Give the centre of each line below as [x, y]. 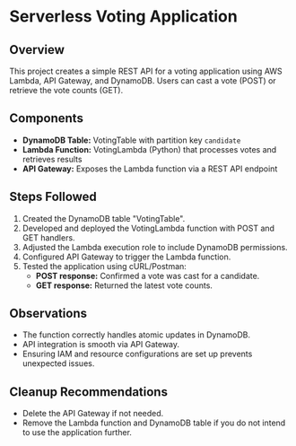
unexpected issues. [58, 363]
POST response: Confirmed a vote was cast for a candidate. [148, 275]
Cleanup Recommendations [89, 392]
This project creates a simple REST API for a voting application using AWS [146, 71]
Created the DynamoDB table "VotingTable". [104, 218]
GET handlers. [48, 237]
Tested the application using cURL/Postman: [104, 266]
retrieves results [52, 159]
